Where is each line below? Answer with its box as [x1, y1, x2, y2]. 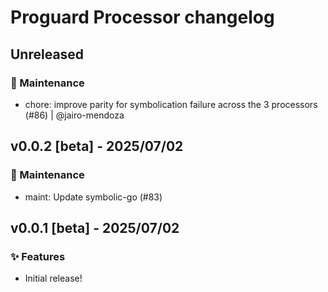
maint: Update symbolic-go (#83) [24, 191, 163, 203]
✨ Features [10, 249, 66, 263]
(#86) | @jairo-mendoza [24, 109, 125, 121]
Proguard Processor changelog [10, 6, 275, 29]
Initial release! [24, 272, 83, 285]
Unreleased [10, 46, 85, 63]
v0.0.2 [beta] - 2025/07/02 [10, 138, 184, 155]
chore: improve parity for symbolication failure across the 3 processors [24, 98, 318, 110]
